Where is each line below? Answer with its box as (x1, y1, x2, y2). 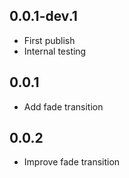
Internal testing (23, 45, 87, 57)
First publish (23, 34, 76, 46)
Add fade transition (23, 100, 104, 113)
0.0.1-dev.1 (9, 8, 78, 25)
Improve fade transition (23, 156, 121, 168)
